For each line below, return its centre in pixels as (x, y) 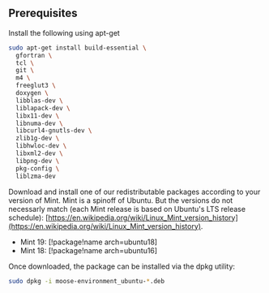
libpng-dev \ (38, 161)
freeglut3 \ (36, 86)
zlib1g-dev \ (38, 138)
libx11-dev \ (38, 116)
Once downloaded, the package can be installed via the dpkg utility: (122, 266)
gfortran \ (34, 55)
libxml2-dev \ (39, 153)
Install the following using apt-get (64, 32)
